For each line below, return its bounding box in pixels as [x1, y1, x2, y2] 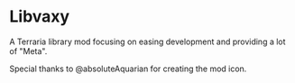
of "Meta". [9, 45, 48, 56]
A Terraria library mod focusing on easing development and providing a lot [9, 36, 286, 47]
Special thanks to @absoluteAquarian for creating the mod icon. [9, 63, 247, 74]
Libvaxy [9, 6, 70, 27]
